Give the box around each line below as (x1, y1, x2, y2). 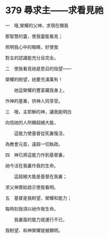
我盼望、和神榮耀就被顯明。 (5, 227, 63, 233)
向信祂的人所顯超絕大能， (5, 119, 59, 125)
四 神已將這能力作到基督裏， (5, 152, 67, 158)
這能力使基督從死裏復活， (14, 130, 67, 136)
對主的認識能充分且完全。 (5, 54, 59, 61)
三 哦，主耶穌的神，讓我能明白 (5, 109, 72, 115)
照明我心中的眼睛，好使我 (5, 44, 59, 50)
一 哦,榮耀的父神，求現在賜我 (5, 22, 69, 28)
